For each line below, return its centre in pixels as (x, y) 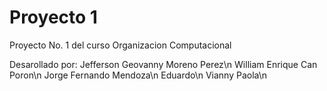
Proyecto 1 (53, 17)
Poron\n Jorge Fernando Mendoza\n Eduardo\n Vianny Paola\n (138, 75)
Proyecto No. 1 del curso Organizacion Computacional (120, 45)
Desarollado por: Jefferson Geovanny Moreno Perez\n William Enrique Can (163, 64)
